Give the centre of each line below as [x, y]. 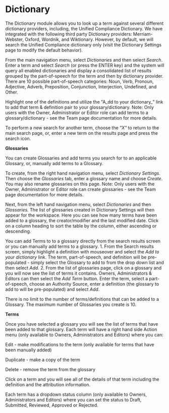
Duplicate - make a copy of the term [43, 359]
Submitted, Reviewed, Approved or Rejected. [52, 405]
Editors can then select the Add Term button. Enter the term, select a [77, 278]
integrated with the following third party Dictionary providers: [69, 34]
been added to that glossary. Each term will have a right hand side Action [81, 329]
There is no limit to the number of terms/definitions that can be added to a [82, 299]
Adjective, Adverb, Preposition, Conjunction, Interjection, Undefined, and [81, 86]
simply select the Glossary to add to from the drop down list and [97, 262]
